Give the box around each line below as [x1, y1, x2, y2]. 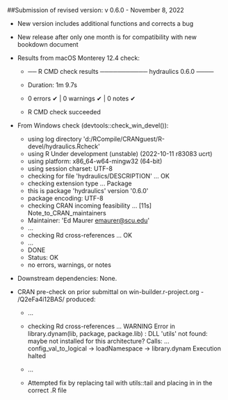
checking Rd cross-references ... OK [27, 231, 133, 239]
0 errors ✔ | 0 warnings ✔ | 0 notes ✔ [27, 94, 136, 102]
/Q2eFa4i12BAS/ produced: [17, 295, 96, 303]
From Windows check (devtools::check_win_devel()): [17, 121, 169, 130]
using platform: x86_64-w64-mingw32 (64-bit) [27, 157, 163, 165]
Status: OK [27, 254, 59, 261]
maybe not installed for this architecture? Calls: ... [27, 337, 170, 345]
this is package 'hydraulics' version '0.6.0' [27, 187, 149, 194]
